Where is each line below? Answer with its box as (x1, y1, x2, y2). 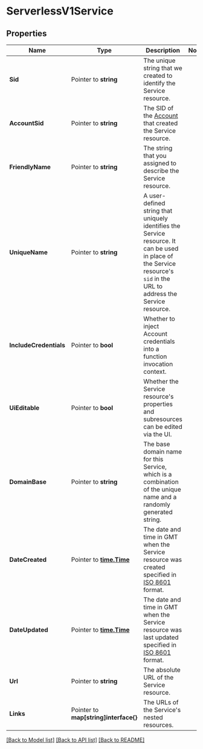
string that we (143, 64, 182, 72)
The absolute (143, 666, 181, 674)
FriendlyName (9, 163, 51, 171)
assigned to (143, 159, 177, 167)
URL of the (143, 673, 174, 681)
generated (143, 508, 173, 516)
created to (143, 71, 173, 80)
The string (143, 144, 173, 152)
